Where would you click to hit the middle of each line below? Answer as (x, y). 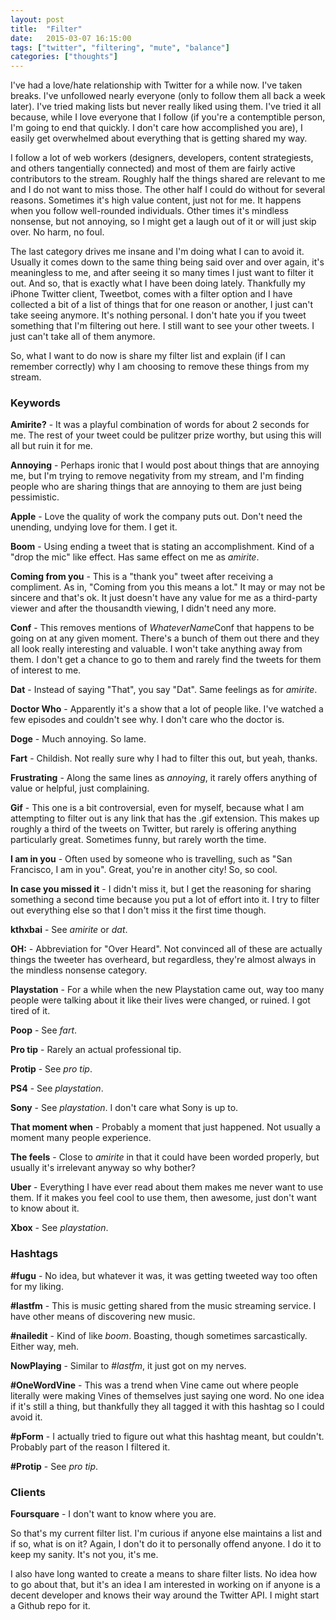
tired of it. (30, 1011)
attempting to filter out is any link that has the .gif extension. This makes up (165, 818)
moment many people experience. (81, 1138)
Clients (28, 1492)
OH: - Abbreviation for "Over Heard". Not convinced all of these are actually (166, 949)
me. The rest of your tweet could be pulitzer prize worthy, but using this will (166, 435)
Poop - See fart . (44, 1030)
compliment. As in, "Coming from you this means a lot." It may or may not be (168, 587)
